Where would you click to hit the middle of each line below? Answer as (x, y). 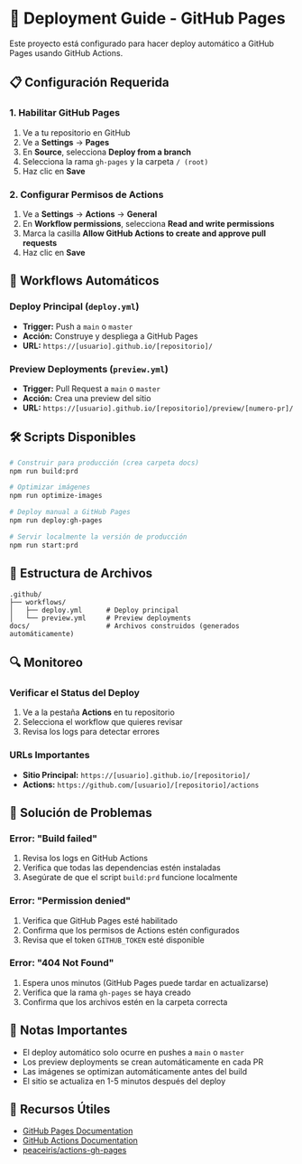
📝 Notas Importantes (69, 1031)
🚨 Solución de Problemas (81, 812)
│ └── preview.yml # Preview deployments (101, 618)
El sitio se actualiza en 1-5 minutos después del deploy (124, 1081)
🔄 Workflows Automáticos (84, 281)
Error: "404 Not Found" (62, 963)
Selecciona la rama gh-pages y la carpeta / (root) (115, 161)
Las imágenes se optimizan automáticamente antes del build (135, 1071)
